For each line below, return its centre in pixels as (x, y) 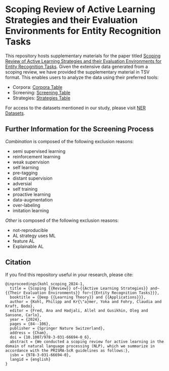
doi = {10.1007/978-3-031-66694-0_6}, (51, 337)
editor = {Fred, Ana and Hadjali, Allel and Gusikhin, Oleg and (79, 311)
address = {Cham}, (29, 333)
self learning (26, 167)
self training (25, 189)
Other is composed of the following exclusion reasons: (62, 220)
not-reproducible (30, 230)
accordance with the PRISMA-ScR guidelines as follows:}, (68, 350)
